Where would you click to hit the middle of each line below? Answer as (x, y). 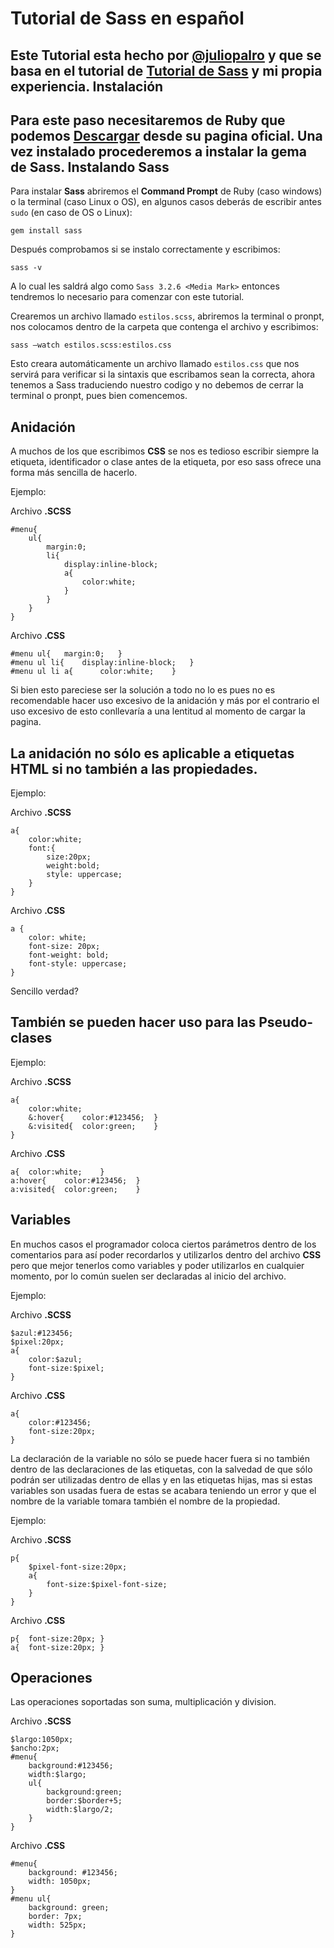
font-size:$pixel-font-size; (107, 1584)
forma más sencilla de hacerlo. (74, 473)
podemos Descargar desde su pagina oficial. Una (166, 135)
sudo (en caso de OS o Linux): (71, 213)
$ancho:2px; (35, 1748)
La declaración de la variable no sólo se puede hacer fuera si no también (160, 1458)
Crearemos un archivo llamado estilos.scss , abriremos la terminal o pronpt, (167, 316)
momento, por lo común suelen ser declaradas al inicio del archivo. (148, 1276)
